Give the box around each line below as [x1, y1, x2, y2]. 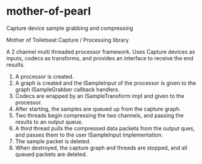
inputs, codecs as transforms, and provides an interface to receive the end [6, 54, 193, 62]
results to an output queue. [15, 118, 83, 126]
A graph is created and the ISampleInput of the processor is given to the [15, 79, 197, 87]
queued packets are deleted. [15, 151, 88, 158]
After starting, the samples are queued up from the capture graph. [15, 105, 181, 112]
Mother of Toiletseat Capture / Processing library [6, 36, 129, 43]
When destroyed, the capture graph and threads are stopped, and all [15, 144, 187, 151]
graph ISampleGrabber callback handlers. [15, 85, 120, 93]
